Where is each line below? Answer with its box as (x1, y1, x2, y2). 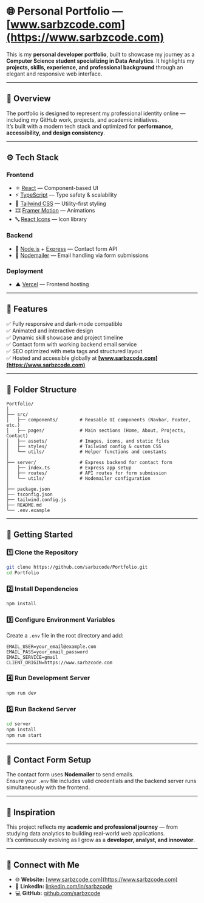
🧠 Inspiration (6, 807, 56, 817)
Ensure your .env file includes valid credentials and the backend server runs (6, 778, 197, 785)
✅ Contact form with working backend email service (6, 340, 137, 348)
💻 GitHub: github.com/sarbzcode (15, 890, 101, 897)
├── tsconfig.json (6, 491, 53, 497)
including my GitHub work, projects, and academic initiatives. (6, 116, 160, 123)
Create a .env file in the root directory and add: (6, 631, 124, 639)
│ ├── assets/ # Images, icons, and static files (6, 438, 170, 444)
